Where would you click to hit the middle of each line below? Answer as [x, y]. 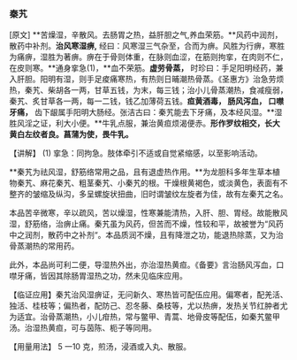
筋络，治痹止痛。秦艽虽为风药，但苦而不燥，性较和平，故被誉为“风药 [158, 224]
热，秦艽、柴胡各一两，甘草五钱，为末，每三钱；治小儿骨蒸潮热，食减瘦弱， [148, 90]
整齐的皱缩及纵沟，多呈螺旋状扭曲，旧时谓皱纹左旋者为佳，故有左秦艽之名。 [148, 194]
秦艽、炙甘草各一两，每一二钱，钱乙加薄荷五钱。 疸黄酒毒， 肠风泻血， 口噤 [147, 101]
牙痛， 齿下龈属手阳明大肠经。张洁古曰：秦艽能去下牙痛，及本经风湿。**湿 [146, 112]
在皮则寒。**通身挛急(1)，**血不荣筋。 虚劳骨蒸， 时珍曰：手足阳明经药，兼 [146, 68]
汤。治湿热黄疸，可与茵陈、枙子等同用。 [83, 328]
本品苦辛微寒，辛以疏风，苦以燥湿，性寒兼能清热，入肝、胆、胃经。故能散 [145, 213]
